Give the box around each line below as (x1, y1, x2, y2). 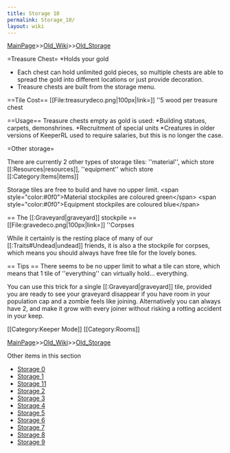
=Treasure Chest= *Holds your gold (7, 55, 109, 63)
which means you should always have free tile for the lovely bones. (7, 248, 197, 257)
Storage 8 (16, 430, 46, 439)
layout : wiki (7, 23, 45, 30)
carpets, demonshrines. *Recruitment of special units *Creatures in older (7, 124, 215, 132)
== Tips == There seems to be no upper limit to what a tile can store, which (7, 262, 221, 270)
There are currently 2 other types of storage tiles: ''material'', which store (7, 158, 215, 166)
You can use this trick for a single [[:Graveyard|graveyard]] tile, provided (7, 283, 212, 291)
